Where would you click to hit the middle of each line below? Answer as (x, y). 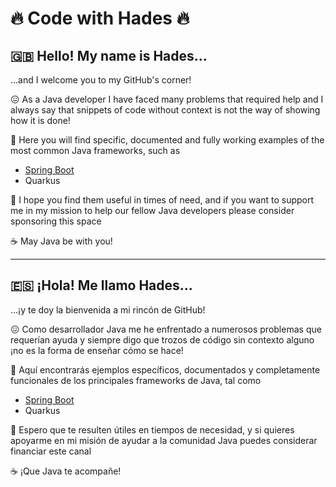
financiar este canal (51, 451)
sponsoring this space (56, 221)
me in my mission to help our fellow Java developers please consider (152, 210)
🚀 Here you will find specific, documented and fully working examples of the (167, 140)
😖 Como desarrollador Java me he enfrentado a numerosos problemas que (166, 329)
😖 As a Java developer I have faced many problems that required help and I (167, 99)
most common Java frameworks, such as (95, 150)
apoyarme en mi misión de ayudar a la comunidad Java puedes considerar (164, 440)
